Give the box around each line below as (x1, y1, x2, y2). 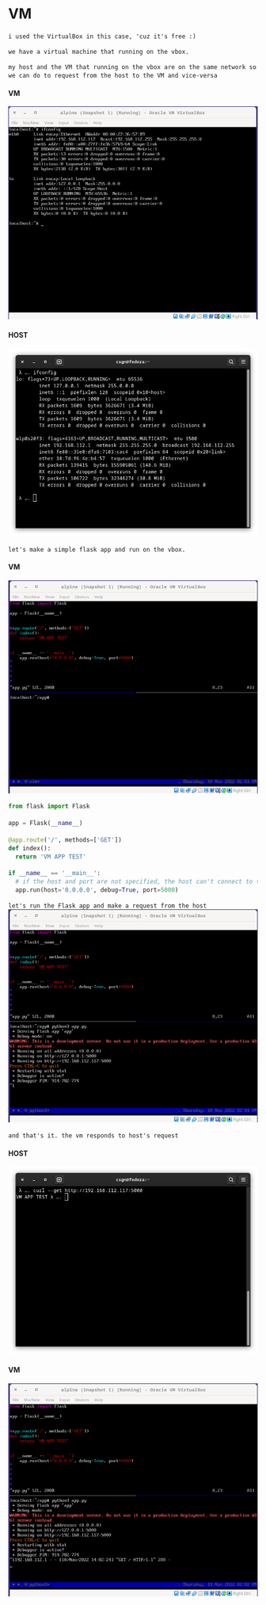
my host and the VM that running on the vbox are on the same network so (8, 63, 257, 71)
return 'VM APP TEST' (15, 853, 87, 861)
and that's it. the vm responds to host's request (8, 1132, 179, 1140)
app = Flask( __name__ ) (8, 820, 83, 827)
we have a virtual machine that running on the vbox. (8, 48, 190, 55)
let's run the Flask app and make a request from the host (8, 901, 207, 910)
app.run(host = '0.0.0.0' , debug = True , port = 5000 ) (15, 886, 179, 894)
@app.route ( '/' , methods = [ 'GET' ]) (8, 835, 123, 844)
